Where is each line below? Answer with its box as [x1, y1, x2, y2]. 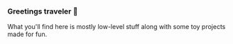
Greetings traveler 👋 [7, 6, 78, 16]
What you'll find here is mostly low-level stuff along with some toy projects [7, 23, 226, 31]
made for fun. [7, 30, 48, 38]
